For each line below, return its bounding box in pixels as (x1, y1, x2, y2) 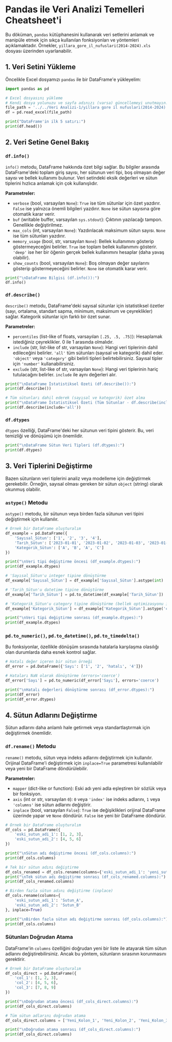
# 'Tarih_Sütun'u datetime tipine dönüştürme (5, 587, 104, 592)
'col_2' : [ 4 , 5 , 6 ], (14, 980, 58, 986)
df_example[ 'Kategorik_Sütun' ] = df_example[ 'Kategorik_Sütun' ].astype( (5, 606, 164, 611)
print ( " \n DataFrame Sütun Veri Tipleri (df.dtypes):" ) (5, 443, 125, 448)
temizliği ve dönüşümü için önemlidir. (5, 433, 83, 439)
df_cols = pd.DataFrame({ (5, 827, 60, 832)
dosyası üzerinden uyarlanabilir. (5, 48, 73, 54)
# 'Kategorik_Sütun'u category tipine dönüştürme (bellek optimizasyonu (5, 601, 164, 606)
